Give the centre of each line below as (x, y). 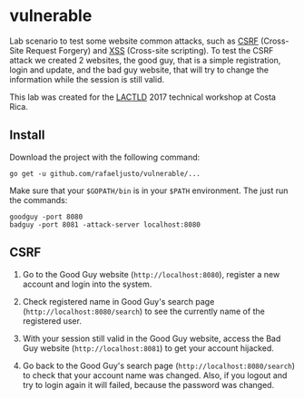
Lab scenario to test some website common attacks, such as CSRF (134, 41)
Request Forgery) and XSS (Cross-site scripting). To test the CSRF (150, 50)
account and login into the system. (87, 284)
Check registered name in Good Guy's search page (118, 301)
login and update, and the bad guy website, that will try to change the (139, 70)
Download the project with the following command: (105, 157)
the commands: (39, 199)
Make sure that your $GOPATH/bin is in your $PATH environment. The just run (149, 190)
